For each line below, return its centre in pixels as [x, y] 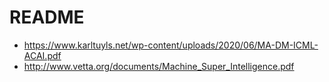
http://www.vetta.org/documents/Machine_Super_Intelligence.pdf [159, 66]
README [47, 17]
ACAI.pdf [42, 55]
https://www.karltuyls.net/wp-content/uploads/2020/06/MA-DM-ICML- [171, 45]
